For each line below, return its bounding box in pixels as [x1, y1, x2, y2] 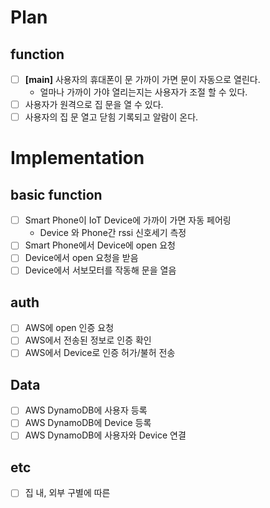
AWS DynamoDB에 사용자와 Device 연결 [24, 429, 187, 441]
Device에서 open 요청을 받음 [24, 252, 139, 264]
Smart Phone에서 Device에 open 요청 [24, 239, 176, 251]
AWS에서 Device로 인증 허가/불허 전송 [24, 347, 176, 359]
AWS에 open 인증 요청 [24, 322, 115, 334]
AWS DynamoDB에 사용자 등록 [24, 404, 148, 416]
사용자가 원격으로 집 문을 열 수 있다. [24, 99, 164, 111]
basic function [10, 186, 103, 203]
